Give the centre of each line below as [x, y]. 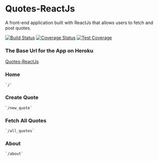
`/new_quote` [19, 108]
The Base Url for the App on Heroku [49, 51]
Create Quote [22, 97]
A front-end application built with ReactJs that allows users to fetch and [79, 23]
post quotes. [18, 28]
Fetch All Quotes [26, 120]
